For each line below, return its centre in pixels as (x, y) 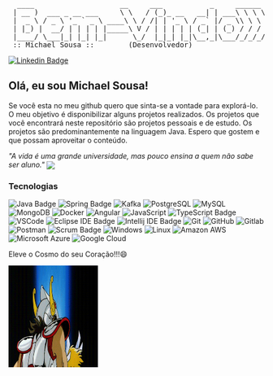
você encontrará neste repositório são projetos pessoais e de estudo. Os (130, 123)
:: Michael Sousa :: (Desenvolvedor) (103, 45)
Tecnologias (33, 186)
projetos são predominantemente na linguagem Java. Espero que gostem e (134, 131)
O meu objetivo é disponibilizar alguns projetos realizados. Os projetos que (134, 114)
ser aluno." (27, 164)
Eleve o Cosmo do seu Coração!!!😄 (68, 254)
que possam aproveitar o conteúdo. (68, 140)
